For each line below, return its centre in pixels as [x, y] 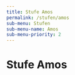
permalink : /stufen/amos [38, 18]
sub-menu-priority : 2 [34, 35]
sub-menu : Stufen [28, 23]
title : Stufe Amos [30, 12]
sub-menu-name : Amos [33, 29]
